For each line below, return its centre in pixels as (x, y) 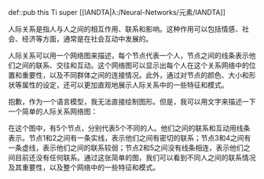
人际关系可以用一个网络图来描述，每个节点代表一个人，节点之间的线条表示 (128, 55)
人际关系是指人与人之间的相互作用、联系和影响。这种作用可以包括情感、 (125, 29)
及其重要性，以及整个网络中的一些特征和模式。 (84, 167)
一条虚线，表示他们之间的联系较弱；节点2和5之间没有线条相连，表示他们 (126, 148)
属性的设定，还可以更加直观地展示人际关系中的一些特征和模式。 (125, 85)
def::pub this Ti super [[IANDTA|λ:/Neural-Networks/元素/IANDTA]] (117, 12)
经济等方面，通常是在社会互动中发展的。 (87, 39)
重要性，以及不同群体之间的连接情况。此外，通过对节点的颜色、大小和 (135, 75)
